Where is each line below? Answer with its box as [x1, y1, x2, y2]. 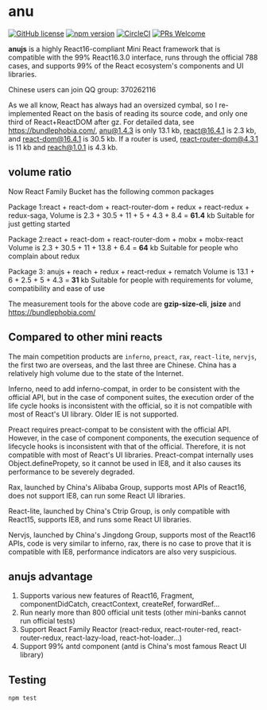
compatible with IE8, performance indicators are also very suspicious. [8, 547, 237, 557]
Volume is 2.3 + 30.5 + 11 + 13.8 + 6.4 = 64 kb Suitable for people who [8, 242, 238, 252]
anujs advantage [8, 569, 93, 583]
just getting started [8, 219, 71, 228]
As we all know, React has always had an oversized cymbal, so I [8, 100, 217, 110]
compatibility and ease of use [8, 283, 106, 293]
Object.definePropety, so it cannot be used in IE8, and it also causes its [8, 458, 242, 468]
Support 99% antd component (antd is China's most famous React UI [19, 642, 247, 651]
